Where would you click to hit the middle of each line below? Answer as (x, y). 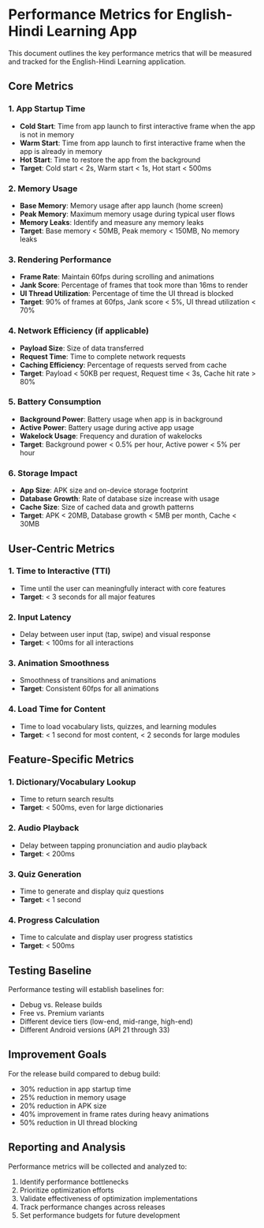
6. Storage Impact (43, 473)
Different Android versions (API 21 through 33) (95, 1030)
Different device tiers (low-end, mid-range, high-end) (106, 1022)
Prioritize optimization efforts (67, 1190)
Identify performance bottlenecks (74, 1181)
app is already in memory (61, 151)
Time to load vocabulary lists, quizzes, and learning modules (118, 726)
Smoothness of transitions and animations (88, 680)
